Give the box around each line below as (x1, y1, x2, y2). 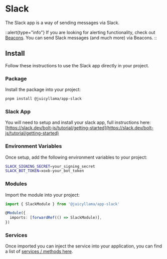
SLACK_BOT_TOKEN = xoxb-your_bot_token (5, 169, 84, 174)
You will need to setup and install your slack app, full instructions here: (5, 119, 151, 125)
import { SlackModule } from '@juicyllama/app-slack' (5, 201, 120, 206)
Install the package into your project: (5, 86, 81, 93)
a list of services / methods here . (5, 248, 74, 254)
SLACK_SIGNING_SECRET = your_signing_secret (5, 164, 95, 169)
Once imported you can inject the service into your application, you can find (5, 243, 162, 249)
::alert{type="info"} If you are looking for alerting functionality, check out (5, 29, 155, 35)
